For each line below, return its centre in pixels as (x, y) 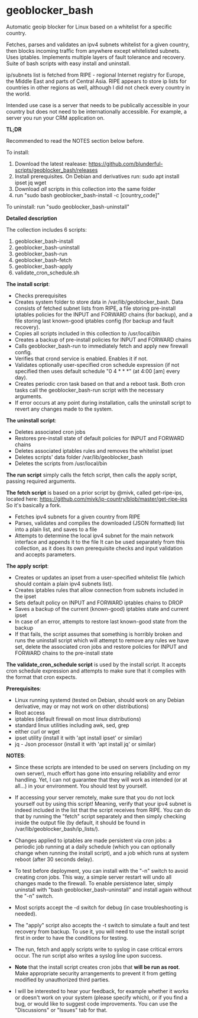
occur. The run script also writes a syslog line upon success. (88, 955)
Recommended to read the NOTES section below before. (75, 140)
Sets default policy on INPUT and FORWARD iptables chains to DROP (99, 603)
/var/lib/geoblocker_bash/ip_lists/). (57, 829)
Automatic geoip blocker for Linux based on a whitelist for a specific (89, 27)
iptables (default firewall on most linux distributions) (78, 719)
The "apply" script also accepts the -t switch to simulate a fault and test (102, 925)
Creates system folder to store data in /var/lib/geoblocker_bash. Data (99, 302)
